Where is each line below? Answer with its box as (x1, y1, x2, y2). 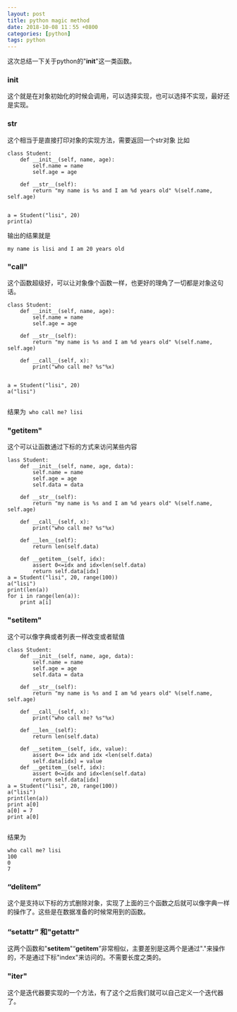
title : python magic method (7, 17, 90, 24)
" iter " (7, 971, 28, 981)
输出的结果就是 (7, 231, 51, 240)
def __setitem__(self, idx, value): (20, 745, 128, 753)
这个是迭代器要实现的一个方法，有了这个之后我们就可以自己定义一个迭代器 (7, 988, 224, 996)
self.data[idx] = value (32, 758, 102, 765)
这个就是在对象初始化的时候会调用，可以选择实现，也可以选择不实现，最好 (7, 92, 224, 100)
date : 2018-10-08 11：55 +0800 (7, 23, 99, 30)
